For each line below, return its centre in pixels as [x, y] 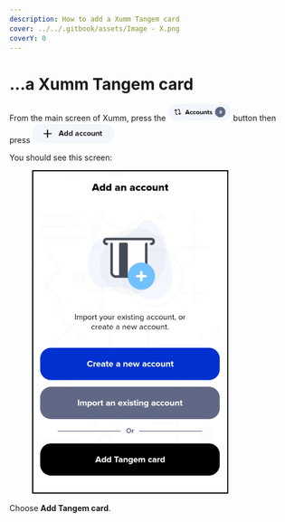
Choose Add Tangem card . [60, 508]
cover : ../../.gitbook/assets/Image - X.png [95, 28]
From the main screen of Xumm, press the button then [143, 119]
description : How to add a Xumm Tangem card [95, 19]
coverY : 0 [28, 38]
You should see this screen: [61, 157]
